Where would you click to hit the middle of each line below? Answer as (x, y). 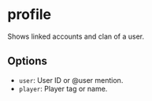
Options (28, 61)
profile (30, 15)
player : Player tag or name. (63, 88)
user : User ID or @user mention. (71, 80)
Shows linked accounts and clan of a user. (76, 36)
